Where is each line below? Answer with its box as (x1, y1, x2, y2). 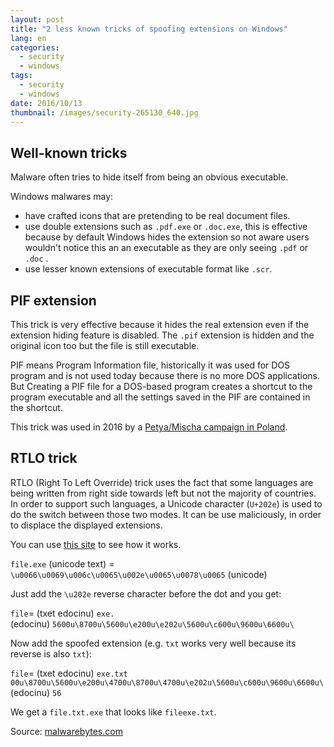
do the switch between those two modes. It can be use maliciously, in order (10, 508, 322, 520)
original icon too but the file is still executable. (10, 340, 200, 351)
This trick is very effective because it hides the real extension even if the (10, 319, 310, 330)
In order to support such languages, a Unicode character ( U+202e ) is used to (10, 497, 323, 510)
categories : (10, 42, 60, 53)
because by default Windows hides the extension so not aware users (24, 231, 310, 243)
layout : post (10, 14, 65, 25)
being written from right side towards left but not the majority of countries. (10, 487, 317, 499)
